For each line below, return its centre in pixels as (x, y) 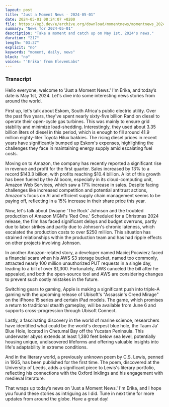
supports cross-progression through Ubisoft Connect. (61, 310)
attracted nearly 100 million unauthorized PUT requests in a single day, (78, 263)
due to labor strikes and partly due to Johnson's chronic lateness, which (80, 226)
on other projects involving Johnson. (43, 243)
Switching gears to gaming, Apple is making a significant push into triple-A (82, 289)
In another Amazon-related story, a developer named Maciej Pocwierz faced (84, 252)
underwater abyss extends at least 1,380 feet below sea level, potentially (80, 336)
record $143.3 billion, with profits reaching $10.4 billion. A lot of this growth (83, 174)
